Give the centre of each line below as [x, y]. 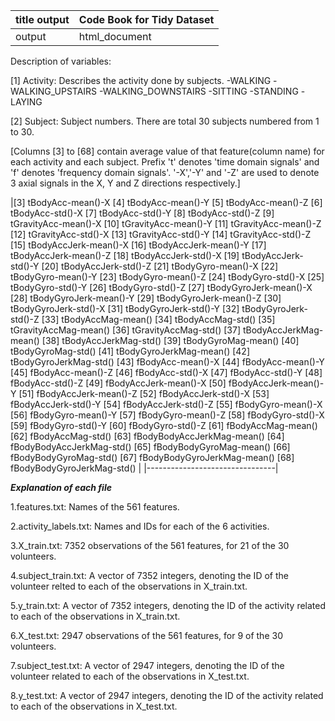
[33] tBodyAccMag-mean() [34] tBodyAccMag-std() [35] [158, 319]
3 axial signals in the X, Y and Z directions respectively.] [125, 183]
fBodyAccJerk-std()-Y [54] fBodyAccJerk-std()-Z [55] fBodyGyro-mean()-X [166, 404]
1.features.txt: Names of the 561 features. [95, 507]
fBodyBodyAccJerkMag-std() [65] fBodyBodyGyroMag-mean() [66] [150, 447]
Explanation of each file [61, 487]
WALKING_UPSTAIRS [54, 91]
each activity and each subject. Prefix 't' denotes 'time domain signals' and [165, 162]
